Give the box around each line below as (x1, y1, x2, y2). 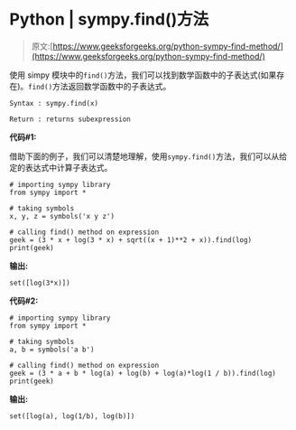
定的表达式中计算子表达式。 (9, 162, 113, 173)
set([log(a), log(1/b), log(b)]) (9, 411, 135, 421)
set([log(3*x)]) (9, 278, 70, 287)
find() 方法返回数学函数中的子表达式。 (28, 80, 171, 91)
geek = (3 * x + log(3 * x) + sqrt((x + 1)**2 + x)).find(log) (9, 235, 253, 245)
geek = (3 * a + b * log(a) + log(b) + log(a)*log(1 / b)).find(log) (9, 369, 277, 378)
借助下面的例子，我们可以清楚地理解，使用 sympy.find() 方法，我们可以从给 (9, 151, 287, 162)
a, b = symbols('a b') (9, 345, 95, 354)
